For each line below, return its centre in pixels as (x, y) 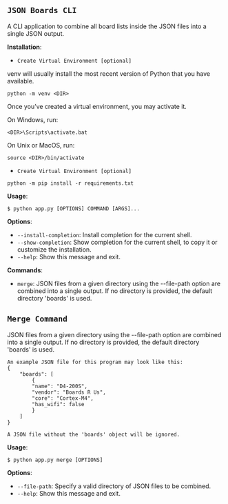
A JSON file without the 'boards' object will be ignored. (94, 434)
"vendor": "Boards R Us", (69, 392)
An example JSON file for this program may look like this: (95, 362)
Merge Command (37, 319)
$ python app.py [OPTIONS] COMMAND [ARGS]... (73, 209)
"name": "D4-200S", (60, 386)
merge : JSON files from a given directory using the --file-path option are (119, 283)
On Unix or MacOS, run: (41, 145)
